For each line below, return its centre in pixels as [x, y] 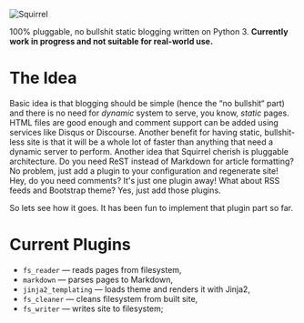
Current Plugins [71, 245]
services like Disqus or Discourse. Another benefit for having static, [136, 132]
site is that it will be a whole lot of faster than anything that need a [150, 142]
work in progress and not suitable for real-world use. [111, 41]
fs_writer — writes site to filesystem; [93, 308]
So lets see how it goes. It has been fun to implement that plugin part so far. [152, 207]
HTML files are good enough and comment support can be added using [144, 122]
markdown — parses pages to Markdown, [97, 279]
